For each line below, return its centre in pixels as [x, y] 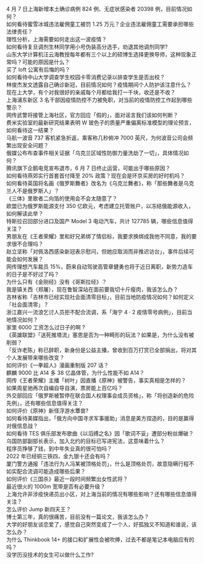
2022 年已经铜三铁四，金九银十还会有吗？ [59, 456]
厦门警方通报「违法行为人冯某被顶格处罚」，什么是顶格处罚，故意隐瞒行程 [98, 464]
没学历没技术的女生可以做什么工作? [50, 555]
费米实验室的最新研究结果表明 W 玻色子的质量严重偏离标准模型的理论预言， [100, 123]
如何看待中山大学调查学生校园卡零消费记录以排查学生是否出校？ [85, 77]
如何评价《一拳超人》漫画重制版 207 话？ [57, 365]
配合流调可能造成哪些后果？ [51, 471]
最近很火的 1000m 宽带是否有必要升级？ [56, 486]
